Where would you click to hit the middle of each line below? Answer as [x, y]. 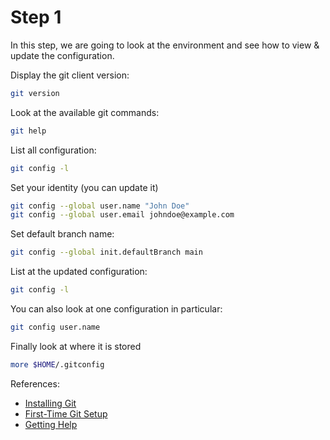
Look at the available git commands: [85, 112]
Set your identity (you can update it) [84, 187]
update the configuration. [62, 55]
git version [35, 93]
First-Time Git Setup [66, 413]
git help [28, 131]
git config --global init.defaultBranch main [106, 252]
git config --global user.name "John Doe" [100, 206]
